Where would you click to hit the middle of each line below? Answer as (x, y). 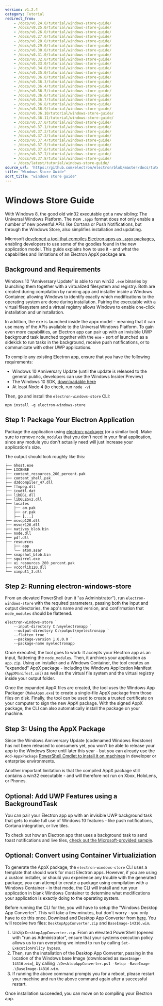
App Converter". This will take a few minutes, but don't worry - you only (77, 912)
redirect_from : (20, 18)
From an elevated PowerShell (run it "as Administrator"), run (65, 598)
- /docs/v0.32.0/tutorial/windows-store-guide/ (63, 59)
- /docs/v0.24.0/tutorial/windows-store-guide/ (63, 23)
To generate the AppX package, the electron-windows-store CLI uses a (76, 867)
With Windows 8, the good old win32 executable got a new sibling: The (76, 214)
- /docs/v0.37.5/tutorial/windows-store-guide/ (63, 145)
